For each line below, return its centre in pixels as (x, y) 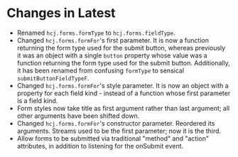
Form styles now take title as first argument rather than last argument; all (123, 108)
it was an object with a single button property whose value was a (112, 55)
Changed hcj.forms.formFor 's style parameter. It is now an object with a (123, 85)
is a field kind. (37, 100)
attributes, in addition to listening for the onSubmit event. (100, 146)
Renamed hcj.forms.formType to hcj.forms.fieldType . (96, 33)
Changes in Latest (61, 13)
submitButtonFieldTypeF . (53, 78)
